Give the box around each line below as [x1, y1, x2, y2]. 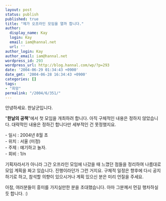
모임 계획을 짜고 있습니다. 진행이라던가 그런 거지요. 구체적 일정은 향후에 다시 [5, 168, 152, 174]
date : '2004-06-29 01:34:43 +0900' [5, 68, 79, 73]
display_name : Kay [9, 30, 48, 35]
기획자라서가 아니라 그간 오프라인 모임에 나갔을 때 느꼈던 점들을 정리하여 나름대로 [5, 161, 162, 167]
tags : [5, 81, 16, 86]
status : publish [5, 12, 39, 17]
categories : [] [5, 77, 37, 82]
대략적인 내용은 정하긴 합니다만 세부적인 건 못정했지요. [11, 121, 116, 127]
